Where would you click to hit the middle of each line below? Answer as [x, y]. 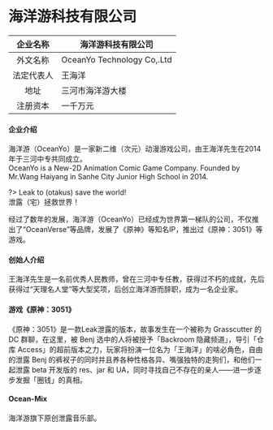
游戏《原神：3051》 [42, 309]
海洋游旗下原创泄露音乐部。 [55, 418]
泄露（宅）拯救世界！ [44, 202]
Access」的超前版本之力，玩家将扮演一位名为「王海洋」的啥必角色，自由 [140, 349]
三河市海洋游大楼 [94, 90]
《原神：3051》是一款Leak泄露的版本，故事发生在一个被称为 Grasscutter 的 [135, 329]
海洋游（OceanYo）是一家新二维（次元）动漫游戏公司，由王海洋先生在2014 [135, 149]
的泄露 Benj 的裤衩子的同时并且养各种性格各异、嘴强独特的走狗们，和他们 [132, 359]
